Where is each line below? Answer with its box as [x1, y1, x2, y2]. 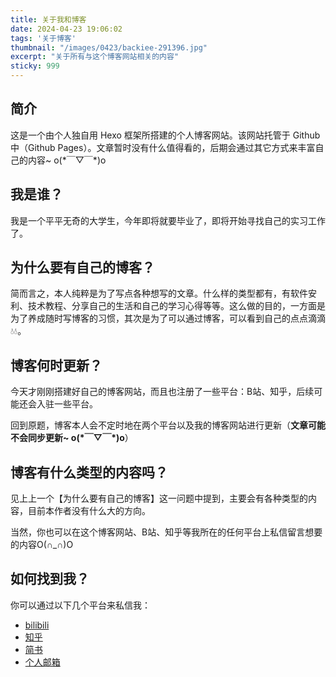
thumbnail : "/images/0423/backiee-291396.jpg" [10, 42, 208, 53]
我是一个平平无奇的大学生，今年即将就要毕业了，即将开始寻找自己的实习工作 [10, 214, 326, 226]
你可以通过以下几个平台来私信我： [10, 599, 151, 611]
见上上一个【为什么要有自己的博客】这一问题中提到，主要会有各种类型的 [10, 492, 308, 505]
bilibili [24, 619, 50, 631]
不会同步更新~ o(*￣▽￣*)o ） [10, 432, 134, 444]
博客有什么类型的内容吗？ [10, 464, 168, 481]
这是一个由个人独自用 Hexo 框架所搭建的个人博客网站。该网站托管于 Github [10, 129, 321, 141]
